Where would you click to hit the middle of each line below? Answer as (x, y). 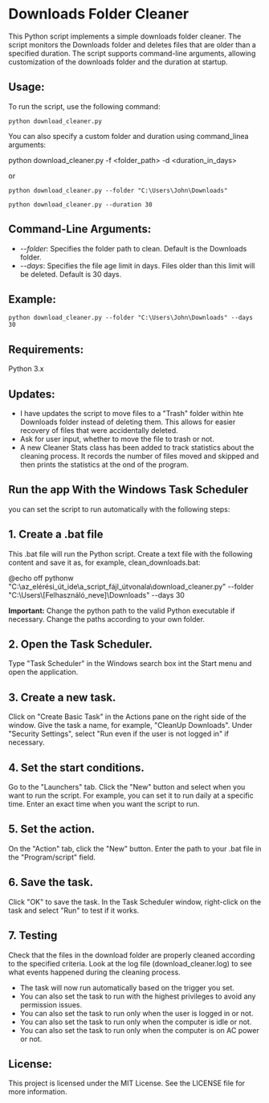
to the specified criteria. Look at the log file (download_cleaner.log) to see (130, 963)
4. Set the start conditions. (76, 768)
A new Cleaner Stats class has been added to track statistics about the (137, 447)
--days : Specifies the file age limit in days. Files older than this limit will (137, 265)
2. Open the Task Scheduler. (80, 645)
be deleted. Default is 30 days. (71, 274)
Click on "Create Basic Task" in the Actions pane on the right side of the (127, 717)
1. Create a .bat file (56, 535)
